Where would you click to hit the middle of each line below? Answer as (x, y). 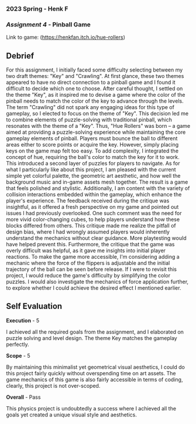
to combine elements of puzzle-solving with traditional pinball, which (89, 120)
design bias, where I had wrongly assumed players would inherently (88, 232)
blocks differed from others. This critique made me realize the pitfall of (91, 226)
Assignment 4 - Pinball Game (48, 24)
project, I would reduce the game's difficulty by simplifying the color (88, 276)
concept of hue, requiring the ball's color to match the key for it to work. (93, 157)
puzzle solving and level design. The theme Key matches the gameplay (92, 338)
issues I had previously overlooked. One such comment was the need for (94, 213)
